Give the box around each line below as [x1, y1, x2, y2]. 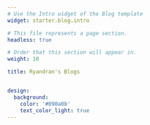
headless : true [7, 36, 52, 43]
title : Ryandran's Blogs [7, 69, 80, 76]
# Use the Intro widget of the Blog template [7, 10, 143, 18]
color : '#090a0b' [20, 100, 71, 107]
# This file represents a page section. [7, 30, 128, 37]
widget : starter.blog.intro [7, 17, 90, 24]
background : [13, 93, 49, 101]
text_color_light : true [20, 107, 90, 114]
